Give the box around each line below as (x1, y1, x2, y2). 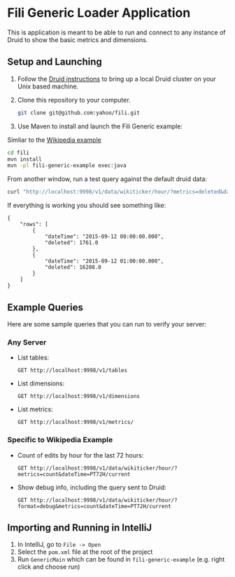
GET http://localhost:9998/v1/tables (17, 367, 128, 374)
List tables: (17, 353, 50, 362)
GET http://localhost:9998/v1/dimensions (17, 393, 140, 400)
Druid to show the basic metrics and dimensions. (7, 35, 148, 44)
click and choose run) (17, 563, 80, 571)
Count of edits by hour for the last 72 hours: (17, 451, 144, 459)
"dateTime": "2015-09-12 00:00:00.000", (44, 233, 164, 240)
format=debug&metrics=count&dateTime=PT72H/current (17, 503, 171, 510)
